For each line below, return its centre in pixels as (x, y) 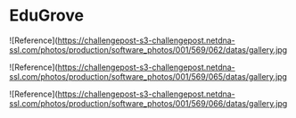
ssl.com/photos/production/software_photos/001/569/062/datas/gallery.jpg (148, 49)
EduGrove (47, 16)
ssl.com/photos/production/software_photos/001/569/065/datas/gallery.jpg (148, 76)
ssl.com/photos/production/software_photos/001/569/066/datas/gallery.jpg (148, 103)
